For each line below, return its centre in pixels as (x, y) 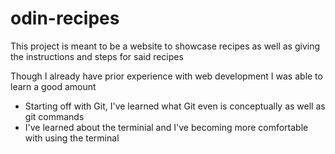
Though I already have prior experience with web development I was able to (166, 76)
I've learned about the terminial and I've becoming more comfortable (166, 127)
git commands (54, 116)
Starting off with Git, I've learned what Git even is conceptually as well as (175, 106)
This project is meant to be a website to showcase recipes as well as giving (165, 46)
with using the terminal (72, 138)
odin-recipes (65, 18)
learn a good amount (53, 86)
